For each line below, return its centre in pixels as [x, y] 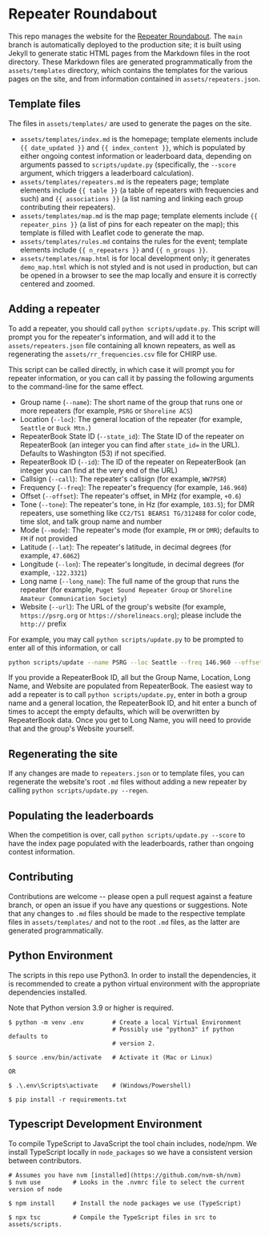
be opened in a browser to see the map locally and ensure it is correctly [138, 275]
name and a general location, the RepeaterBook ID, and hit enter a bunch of [133, 703]
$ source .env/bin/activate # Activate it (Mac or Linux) [111, 1057]
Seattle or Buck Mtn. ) [56, 428]
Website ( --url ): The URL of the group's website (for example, [123, 606]
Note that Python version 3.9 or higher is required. [91, 1007]
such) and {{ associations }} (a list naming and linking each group [132, 198]
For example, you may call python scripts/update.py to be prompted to [126, 639]
